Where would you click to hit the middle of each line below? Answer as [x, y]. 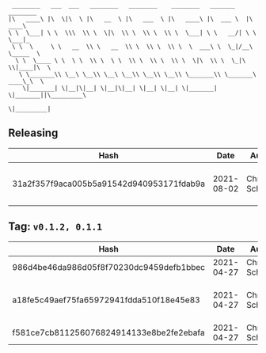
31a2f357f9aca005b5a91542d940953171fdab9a [109, 184]
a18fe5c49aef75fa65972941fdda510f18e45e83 [106, 300]
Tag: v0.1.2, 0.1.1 [55, 227]
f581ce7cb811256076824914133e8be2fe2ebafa [108, 332]
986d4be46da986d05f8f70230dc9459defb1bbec [109, 267]
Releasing [33, 133]
